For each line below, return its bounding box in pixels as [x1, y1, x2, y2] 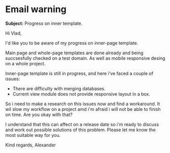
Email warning [5, 4, 67, 15]
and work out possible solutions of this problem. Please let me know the [5, 127, 156, 133]
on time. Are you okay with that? [5, 111, 73, 118]
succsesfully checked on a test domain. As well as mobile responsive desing [5, 55, 165, 61]
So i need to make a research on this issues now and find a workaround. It [5, 100, 160, 107]
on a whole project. [5, 60, 46, 66]
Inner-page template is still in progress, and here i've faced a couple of [5, 70, 154, 76]
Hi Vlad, [5, 30, 22, 36]
